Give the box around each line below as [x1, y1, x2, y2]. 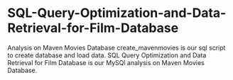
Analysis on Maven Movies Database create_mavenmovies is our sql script [7, 43, 226, 52]
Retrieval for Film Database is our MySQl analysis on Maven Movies [7, 58, 205, 67]
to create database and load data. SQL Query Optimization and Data [7, 51, 207, 59]
